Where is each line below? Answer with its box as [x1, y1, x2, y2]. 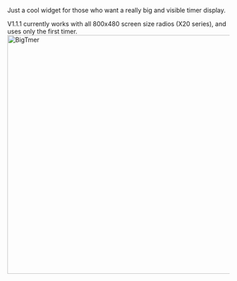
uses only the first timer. [7, 28, 78, 35]
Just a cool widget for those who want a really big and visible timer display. [7, 6, 226, 14]
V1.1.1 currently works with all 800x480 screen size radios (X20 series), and [7, 20, 227, 28]
